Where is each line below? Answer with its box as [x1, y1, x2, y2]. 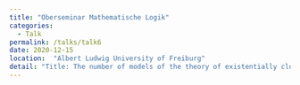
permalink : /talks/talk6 [9, 37, 102, 47]
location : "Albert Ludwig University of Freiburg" [9, 54, 205, 63]
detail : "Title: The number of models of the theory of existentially [9, 63, 278, 72]
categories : [9, 21, 54, 30]
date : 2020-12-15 [9, 46, 74, 55]
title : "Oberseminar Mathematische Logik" [9, 12, 170, 22]
